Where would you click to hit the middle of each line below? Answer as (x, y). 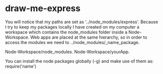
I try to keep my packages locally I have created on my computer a (72, 27)
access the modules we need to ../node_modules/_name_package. (72, 42)
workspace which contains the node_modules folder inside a (66, 32)
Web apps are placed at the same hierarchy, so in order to (89, 37)
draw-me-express (43, 8)
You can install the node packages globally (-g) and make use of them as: (79, 61)
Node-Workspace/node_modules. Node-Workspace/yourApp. (67, 52)
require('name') (21, 66)
